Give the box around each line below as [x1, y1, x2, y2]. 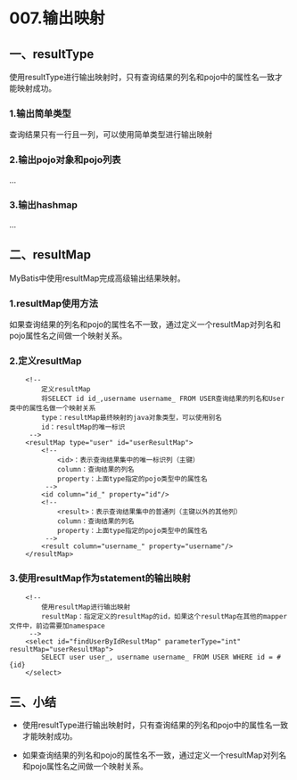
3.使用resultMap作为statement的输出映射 [9, 572, 192, 585]
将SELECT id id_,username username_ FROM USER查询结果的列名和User [41, 394, 285, 404]
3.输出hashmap [9, 198, 78, 210]
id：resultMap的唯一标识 [41, 423, 126, 432]
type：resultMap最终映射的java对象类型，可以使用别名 [41, 414, 223, 423]
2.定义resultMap [9, 354, 82, 366]
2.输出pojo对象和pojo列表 [9, 153, 121, 166]
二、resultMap [9, 247, 92, 263]
